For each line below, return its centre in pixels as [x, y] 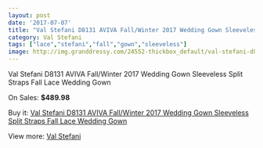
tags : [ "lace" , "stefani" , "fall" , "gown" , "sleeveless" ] [98, 45]
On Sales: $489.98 [39, 97]
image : [19, 52]
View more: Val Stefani [45, 136]
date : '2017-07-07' [40, 23]
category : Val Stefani [45, 37]
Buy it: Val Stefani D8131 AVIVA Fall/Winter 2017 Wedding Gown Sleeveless [128, 113]
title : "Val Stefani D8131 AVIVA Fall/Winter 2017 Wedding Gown [115, 30]
